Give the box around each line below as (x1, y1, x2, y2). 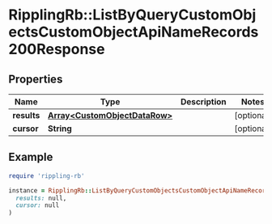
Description (181, 96, 227, 107)
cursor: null (15, 201, 60, 209)
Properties (8, 72, 63, 86)
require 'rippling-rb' (8, 171, 85, 180)
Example (8, 150, 53, 164)
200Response (8, 40, 105, 58)
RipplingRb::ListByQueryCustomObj (8, 6, 257, 24)
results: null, (15, 194, 67, 202)
